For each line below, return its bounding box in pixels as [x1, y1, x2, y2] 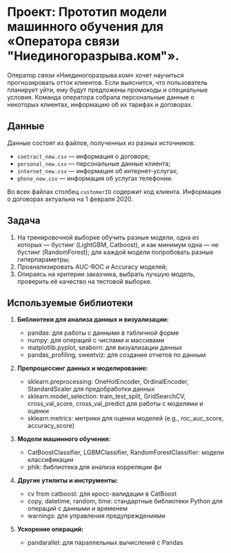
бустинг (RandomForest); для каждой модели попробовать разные [17, 248, 214, 256]
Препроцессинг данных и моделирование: [17, 364, 148, 373]
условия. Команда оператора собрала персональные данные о [7, 93, 194, 101]
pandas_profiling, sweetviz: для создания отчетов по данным [27, 351, 206, 359]
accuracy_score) [27, 422, 74, 430]
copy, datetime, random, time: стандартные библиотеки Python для [27, 497, 223, 505]
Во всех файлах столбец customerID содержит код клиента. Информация [7, 187, 221, 195]
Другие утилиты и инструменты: [17, 476, 119, 485]
